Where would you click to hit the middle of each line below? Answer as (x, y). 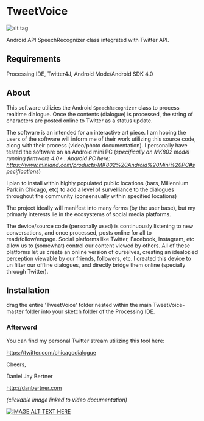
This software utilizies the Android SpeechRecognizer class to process (93, 107)
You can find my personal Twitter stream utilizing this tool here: (86, 341)
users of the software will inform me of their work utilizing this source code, (101, 139)
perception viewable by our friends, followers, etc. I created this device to (99, 258)
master (15, 311)
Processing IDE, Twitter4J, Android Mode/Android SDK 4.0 (80, 74)
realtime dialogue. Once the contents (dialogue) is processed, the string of (100, 114)
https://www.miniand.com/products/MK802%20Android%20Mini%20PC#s (101, 165)
